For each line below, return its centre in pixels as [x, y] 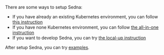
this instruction [27, 22]
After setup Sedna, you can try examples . [47, 47]
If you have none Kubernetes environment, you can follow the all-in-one [85, 27]
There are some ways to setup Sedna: [44, 7]
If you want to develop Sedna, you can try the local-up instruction [79, 38]
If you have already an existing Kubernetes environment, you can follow [85, 17]
